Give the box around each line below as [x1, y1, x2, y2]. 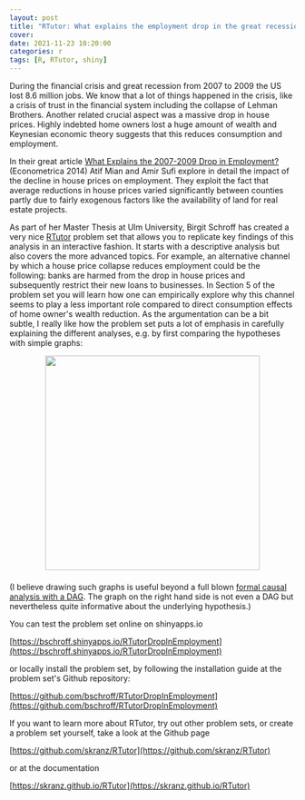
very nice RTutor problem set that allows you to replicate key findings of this [9, 232, 294, 242]
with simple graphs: [9, 338, 84, 348]
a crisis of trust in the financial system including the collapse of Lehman [9, 100, 279, 110]
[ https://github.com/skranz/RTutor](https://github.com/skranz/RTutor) [9, 745, 271, 756]
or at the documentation [9, 762, 100, 773]
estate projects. [9, 204, 68, 214]
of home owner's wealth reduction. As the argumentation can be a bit [9, 309, 270, 319]
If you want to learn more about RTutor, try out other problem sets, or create [9, 717, 293, 728]
